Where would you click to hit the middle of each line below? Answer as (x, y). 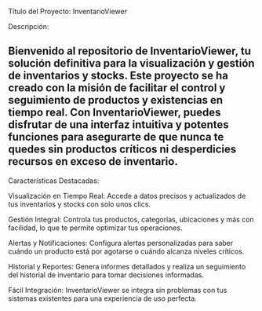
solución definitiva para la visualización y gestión (131, 63)
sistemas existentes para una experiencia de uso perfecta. (103, 298)
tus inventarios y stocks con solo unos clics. (80, 204)
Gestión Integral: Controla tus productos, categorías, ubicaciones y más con (131, 219)
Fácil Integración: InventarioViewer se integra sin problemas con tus (118, 290)
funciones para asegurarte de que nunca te (116, 137)
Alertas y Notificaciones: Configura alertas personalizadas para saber (121, 243)
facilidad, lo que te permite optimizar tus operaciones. (95, 228)
